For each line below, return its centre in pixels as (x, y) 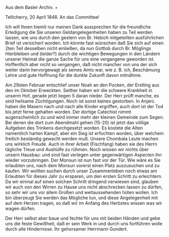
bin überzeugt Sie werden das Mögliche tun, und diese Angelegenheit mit (81, 198)
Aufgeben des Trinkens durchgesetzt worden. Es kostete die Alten (74, 128)
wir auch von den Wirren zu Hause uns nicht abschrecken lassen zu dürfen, (84, 187)
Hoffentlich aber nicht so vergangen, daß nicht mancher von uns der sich (81, 64)
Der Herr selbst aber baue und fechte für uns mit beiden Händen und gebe (83, 218)
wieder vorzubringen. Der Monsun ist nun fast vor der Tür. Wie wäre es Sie (83, 160)
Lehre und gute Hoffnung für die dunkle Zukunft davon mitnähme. (74, 75)
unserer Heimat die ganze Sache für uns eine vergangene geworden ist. (80, 59)
